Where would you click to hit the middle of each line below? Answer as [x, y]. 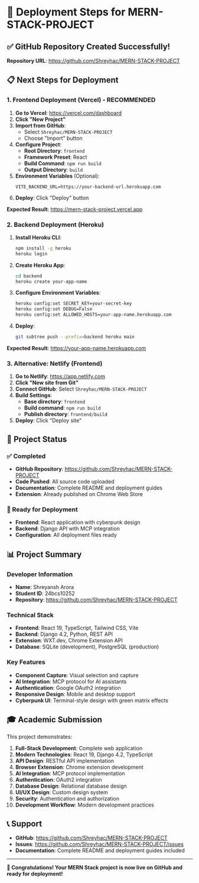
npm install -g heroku [43, 248]
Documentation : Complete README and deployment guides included [100, 850]
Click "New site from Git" [47, 383]
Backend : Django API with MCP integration [67, 529]
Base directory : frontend [55, 402]
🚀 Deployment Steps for [66, 12]
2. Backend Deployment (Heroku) [56, 225]
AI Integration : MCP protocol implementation [70, 773]
